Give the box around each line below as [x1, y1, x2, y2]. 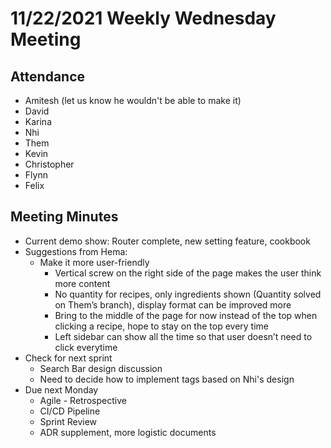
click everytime [54, 341, 118, 353]
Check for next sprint [24, 352, 113, 364]
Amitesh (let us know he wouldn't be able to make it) [24, 95, 242, 106]
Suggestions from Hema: [24, 245, 128, 257]
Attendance [10, 68, 86, 85]
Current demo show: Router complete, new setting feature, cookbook [24, 235, 311, 247]
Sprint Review [39, 415, 98, 427]
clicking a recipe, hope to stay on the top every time [54, 320, 269, 332]
